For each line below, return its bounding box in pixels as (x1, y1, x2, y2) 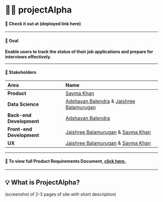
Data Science (7, 101, 39, 107)
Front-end (7, 126, 33, 133)
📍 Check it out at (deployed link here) (5, 20, 81, 26)
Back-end (7, 112, 32, 118)
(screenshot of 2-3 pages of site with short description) (5, 191, 116, 197)
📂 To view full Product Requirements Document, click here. (5, 158, 126, 164)
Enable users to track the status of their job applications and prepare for (5, 49, 153, 54)
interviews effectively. (5, 53, 52, 60)
